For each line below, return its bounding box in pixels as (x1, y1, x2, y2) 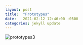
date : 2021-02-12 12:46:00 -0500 (5, 16, 79, 21)
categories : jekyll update (5, 21, 61, 26)
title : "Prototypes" (5, 12, 50, 17)
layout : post (5, 7, 32, 12)
